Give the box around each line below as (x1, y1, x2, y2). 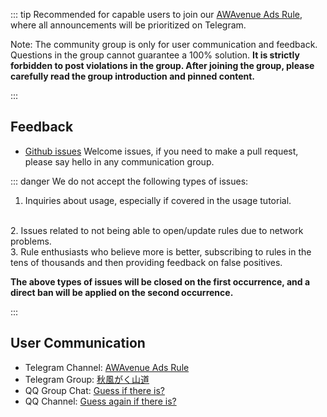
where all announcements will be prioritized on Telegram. (10, 19, 247, 31)
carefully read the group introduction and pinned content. (10, 70, 256, 82)
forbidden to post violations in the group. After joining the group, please (10, 60, 315, 71)
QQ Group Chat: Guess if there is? (24, 384, 165, 396)
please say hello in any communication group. (24, 155, 215, 168)
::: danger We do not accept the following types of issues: (10, 175, 249, 187)
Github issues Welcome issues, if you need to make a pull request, (24, 145, 299, 157)
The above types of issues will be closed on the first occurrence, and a (10, 275, 311, 288)
